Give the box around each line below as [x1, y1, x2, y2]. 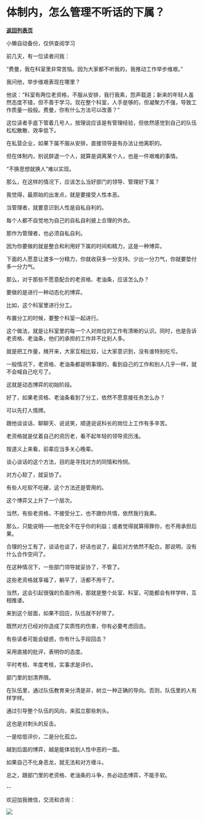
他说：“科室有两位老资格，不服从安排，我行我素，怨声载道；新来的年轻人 [6, 91, 189, 98]
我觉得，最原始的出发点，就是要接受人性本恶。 [6, 191, 123, 198]
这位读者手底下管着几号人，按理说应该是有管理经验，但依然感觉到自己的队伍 [6, 119, 197, 126]
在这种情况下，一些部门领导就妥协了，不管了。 [6, 563, 123, 570]
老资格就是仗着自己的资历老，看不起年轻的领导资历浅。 [6, 432, 144, 440]
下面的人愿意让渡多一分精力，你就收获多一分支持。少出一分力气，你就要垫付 [6, 255, 197, 262]
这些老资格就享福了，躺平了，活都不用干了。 [6, 576, 118, 583]
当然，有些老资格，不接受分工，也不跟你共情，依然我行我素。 [6, 509, 160, 516]
